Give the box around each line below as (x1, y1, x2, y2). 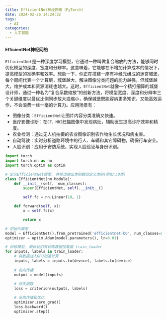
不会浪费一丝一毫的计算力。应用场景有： (13, 102, 97, 108)
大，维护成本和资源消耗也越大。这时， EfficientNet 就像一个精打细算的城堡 (5, 83, 158, 90)
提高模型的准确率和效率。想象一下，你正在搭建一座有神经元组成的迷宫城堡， (5, 71, 162, 77)
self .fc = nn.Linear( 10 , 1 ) (23, 195, 81, 200)
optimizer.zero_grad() (14, 300, 61, 305)
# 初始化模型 (5, 226, 28, 231)
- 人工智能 (9, 30, 29, 35)
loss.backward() (14, 304, 48, 309)
